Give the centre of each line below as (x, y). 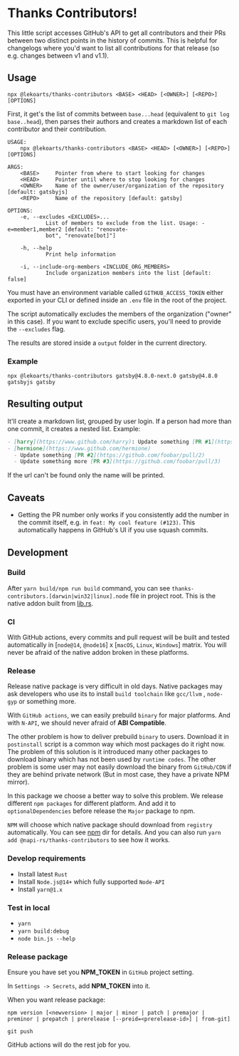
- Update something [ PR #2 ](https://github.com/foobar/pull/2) (109, 455)
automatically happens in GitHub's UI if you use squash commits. (113, 530)
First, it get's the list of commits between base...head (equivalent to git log (118, 114)
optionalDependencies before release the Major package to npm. (101, 811)
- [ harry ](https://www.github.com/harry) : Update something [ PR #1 (110, 442)
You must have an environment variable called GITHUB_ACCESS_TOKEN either (116, 292)
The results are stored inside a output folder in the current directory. (107, 343)
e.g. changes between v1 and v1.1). (58, 56)
